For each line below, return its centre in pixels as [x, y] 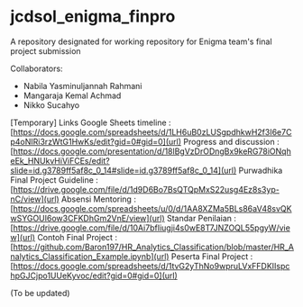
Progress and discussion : [231, 141]
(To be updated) [40, 293]
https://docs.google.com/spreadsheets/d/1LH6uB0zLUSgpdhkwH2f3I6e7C [152, 131]
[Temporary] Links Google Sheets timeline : [91, 122]
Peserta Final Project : [212, 256]
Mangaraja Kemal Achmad [72, 95]
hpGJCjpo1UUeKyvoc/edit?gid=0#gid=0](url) [94, 275]
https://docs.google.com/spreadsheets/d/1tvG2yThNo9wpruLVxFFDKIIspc [151, 266]
